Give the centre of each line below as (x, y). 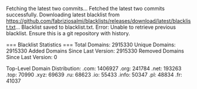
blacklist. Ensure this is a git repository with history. (68, 33)
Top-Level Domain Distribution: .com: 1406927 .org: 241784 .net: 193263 (94, 69)
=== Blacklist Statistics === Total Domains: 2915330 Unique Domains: (91, 44)
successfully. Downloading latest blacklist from (63, 15)
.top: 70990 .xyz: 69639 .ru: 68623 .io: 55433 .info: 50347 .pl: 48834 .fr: (94, 75)
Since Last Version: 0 (32, 57)
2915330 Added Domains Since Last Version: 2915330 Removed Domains (95, 51)
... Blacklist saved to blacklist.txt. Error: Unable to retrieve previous (96, 27)
